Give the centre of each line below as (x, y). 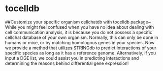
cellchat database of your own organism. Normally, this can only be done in (82, 37)
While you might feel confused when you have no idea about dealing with (80, 27)
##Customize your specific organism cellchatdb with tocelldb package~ (78, 22)
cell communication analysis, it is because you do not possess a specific (79, 32)
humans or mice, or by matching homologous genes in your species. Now (80, 42)
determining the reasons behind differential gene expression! (67, 63)
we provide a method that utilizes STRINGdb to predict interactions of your (81, 48)
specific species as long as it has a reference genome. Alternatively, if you (81, 53)
